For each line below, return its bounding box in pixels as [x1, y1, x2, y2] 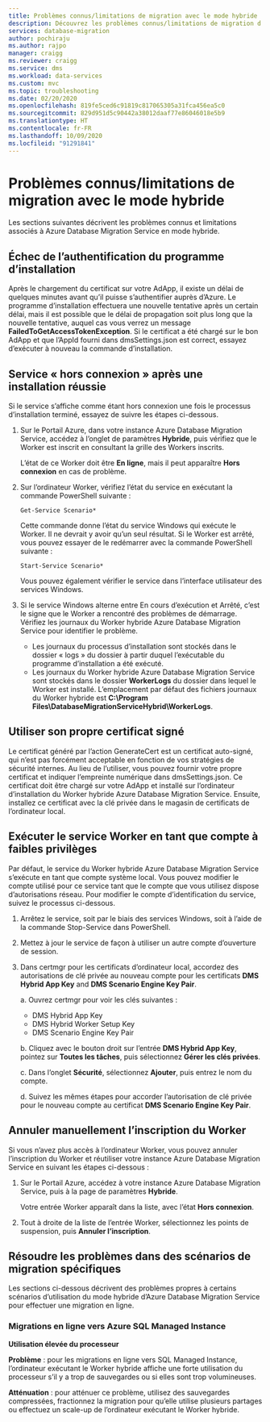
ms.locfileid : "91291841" [8, 139, 95, 148]
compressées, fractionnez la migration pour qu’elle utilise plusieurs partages [8, 1396, 263, 1406]
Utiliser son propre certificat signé [8, 725, 185, 739]
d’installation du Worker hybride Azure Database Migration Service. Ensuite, [8, 789, 260, 799]
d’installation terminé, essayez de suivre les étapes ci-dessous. [8, 410, 219, 419]
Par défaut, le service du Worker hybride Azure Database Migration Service [8, 864, 260, 874]
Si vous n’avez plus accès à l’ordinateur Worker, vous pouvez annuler [8, 1145, 238, 1154]
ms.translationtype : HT [8, 117, 89, 125]
